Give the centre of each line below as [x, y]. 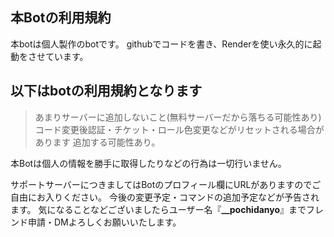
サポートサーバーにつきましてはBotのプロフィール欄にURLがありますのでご [166, 184]
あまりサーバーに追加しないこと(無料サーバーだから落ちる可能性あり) [178, 117]
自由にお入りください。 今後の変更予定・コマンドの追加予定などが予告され [165, 197]
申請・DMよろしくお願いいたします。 [104, 222]
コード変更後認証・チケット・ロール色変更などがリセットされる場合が [179, 129]
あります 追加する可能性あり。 [97, 142]
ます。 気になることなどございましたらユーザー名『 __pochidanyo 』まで [158, 209]
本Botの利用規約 [61, 18]
